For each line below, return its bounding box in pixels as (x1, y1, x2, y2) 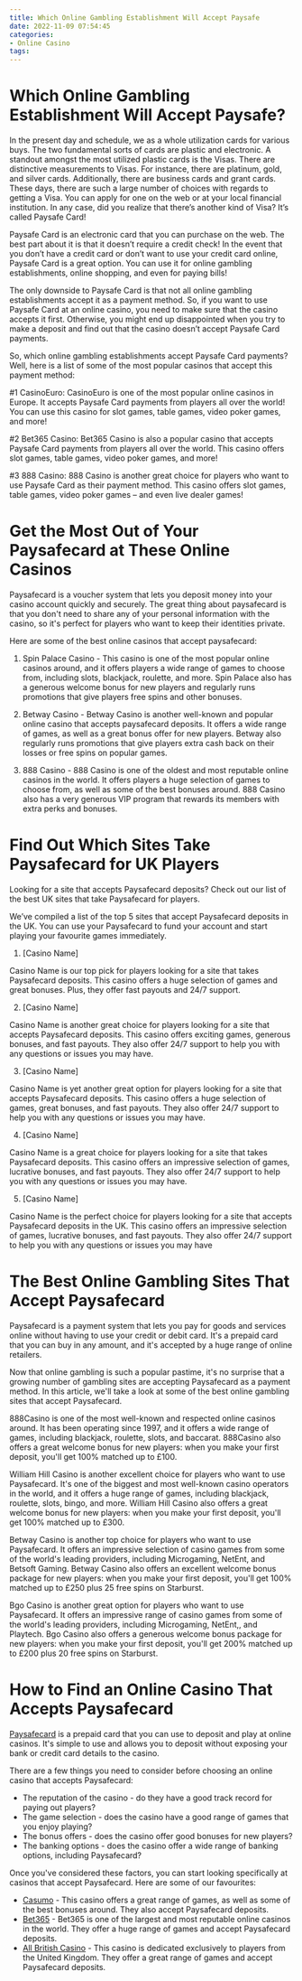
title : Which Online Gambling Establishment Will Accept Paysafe (9, 13, 260, 23)
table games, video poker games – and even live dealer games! (9, 490, 243, 500)
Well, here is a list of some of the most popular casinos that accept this (9, 360, 273, 371)
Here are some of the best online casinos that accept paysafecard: (9, 636, 257, 646)
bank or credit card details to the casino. (9, 1747, 160, 1758)
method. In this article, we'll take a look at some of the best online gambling (9, 1386, 290, 1397)
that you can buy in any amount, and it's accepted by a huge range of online (9, 1339, 293, 1350)
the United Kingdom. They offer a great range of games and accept (22, 1952, 273, 1963)
